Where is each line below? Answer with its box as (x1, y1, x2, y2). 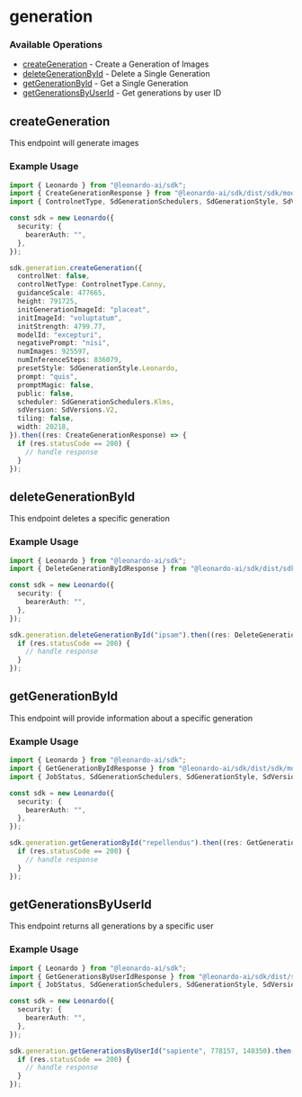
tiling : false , (17, 414, 75, 423)
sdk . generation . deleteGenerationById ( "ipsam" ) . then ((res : (9, 630, 231, 639)
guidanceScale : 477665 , (17, 288, 106, 298)
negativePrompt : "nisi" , (17, 339, 111, 348)
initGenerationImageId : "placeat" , (17, 304, 151, 314)
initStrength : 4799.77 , (17, 322, 106, 331)
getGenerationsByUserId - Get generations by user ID (22, 87, 222, 98)
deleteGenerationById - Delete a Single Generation (22, 68, 210, 79)
